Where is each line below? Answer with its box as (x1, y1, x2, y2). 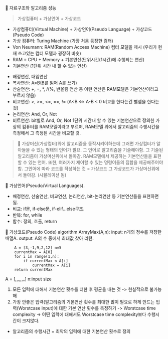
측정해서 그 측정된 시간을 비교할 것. (12, 130, 81, 136)
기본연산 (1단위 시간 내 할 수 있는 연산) (12, 63, 87, 69)
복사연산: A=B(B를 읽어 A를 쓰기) (12, 80, 77, 86)
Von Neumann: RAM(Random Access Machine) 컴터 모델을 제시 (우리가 (12, 44, 157, 50)
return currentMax (14, 267, 53, 272)
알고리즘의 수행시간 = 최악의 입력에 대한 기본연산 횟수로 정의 (12, 328, 131, 334)
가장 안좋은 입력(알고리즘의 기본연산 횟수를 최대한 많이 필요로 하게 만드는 (12, 299, 155, 305)
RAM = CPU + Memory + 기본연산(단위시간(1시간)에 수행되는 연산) (12, 57, 144, 62)
